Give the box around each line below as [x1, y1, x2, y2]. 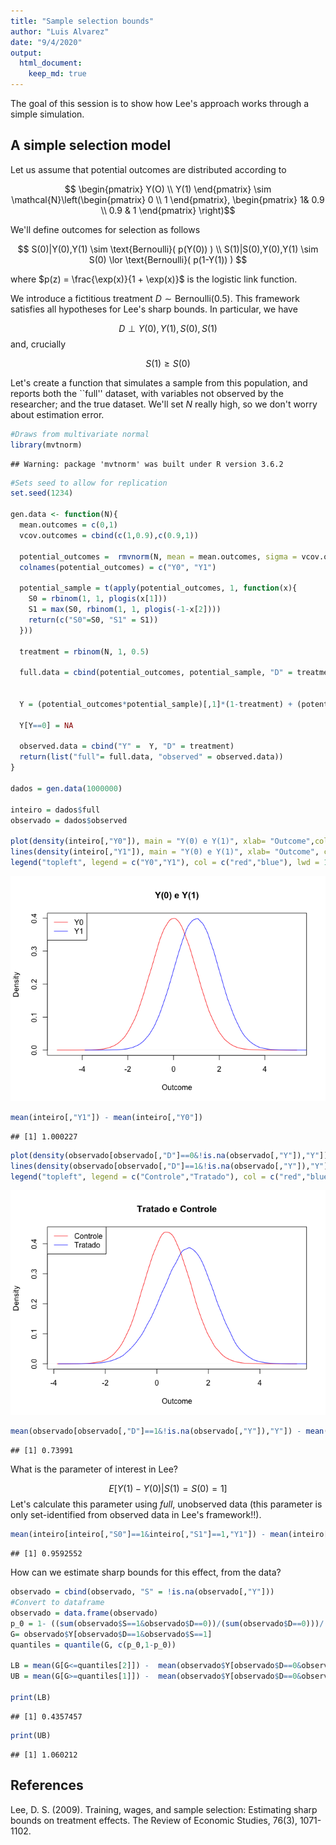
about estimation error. [10, 408, 105, 420]
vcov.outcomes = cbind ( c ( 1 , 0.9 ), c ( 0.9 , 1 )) [19, 530, 199, 540]
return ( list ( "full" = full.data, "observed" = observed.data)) [19, 752, 284, 762]
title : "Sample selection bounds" [10, 16, 155, 26]
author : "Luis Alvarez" [10, 26, 110, 37]
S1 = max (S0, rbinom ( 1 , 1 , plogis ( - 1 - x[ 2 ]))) [28, 605, 222, 615]
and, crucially [10, 338, 67, 350]
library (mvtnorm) [10, 440, 83, 450]
